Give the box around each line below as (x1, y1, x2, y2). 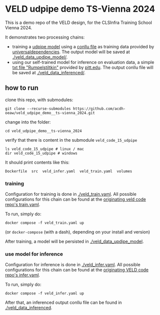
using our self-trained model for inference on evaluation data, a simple (12, 59, 155, 65)
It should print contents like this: (5, 159, 70, 165)
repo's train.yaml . (5, 202, 41, 208)
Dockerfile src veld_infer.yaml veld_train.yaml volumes (5, 168, 133, 174)
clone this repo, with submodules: (5, 97, 73, 103)
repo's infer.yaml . (5, 272, 40, 278)
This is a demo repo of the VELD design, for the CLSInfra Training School (5, 20, 153, 25)
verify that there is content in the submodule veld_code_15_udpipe (5, 137, 137, 143)
